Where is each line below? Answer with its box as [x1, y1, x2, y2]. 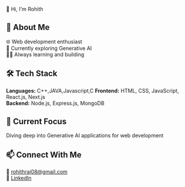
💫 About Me [6, 22, 50, 32]
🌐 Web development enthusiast [6, 38, 82, 45]
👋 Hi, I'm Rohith [6, 6, 43, 12]
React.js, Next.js [6, 93, 46, 100]
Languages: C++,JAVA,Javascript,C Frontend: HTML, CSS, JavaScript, [6, 87, 179, 94]
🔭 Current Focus [6, 117, 67, 127]
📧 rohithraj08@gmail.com [6, 168, 68, 175]
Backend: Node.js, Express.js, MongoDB [6, 100, 105, 107]
